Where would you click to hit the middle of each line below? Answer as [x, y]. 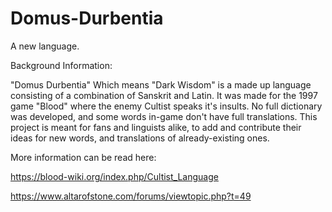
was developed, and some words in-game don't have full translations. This [164, 116]
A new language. [45, 46]
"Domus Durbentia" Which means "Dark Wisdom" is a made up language [161, 84]
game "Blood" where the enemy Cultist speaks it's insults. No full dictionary [166, 106]
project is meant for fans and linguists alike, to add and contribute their [156, 127]
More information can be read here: [83, 157]
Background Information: [61, 65]
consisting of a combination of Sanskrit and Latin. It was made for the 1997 [164, 95]
